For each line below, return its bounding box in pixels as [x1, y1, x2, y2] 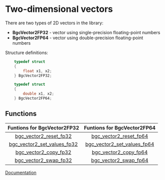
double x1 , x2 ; [23, 91, 55, 96]
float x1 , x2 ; [23, 68, 52, 73]
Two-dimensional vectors [5, 3, 113, 15]
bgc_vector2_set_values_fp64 [85, 140, 155, 147]
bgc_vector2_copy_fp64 [91, 149, 148, 156]
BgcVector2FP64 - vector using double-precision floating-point [12, 35, 144, 41]
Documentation [5, 170, 37, 176]
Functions [5, 110, 37, 118]
